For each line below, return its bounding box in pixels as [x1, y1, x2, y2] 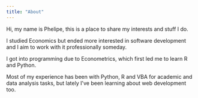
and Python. [6, 61, 37, 69]
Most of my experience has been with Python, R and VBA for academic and [6, 73, 193, 80]
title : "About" [6, 8, 44, 15]
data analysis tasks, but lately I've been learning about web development [6, 79, 187, 87]
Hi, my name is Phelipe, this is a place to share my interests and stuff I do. [6, 25, 189, 32]
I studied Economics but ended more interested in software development [6, 37, 187, 44]
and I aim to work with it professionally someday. [6, 43, 127, 51]
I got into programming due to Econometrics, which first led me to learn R [6, 55, 188, 62]
